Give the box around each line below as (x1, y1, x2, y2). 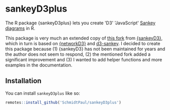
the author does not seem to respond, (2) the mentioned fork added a (5, 51, 151, 57)
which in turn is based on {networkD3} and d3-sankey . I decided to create (5, 40, 161, 46)
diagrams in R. (5, 25, 36, 31)
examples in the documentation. (5, 62, 73, 68)
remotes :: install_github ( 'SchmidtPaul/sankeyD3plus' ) (5, 100, 122, 105)
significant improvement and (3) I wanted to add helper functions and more (5, 56, 162, 62)
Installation (5, 77, 42, 85)
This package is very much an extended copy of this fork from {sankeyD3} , (5, 35, 163, 41)
